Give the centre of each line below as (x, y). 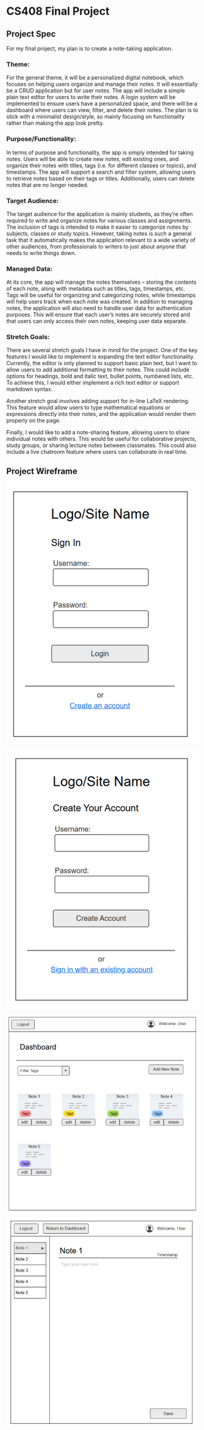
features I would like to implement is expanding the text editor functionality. (100, 357)
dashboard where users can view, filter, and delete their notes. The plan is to (102, 110)
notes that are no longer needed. (47, 185)
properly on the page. (33, 421)
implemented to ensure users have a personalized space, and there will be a (102, 104)
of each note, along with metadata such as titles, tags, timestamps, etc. (96, 289)
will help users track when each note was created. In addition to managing (100, 302)
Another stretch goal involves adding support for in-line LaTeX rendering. (98, 401)
